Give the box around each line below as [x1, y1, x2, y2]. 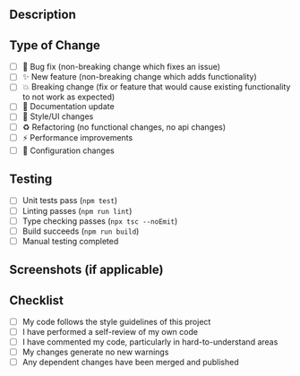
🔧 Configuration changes [21, 145, 115, 156]
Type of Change [9, 38, 100, 53]
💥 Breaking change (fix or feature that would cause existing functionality [21, 81, 291, 92]
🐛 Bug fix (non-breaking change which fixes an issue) [21, 62, 221, 73]
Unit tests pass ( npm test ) [21, 195, 118, 206]
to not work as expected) [21, 91, 116, 102]
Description [9, 7, 76, 22]
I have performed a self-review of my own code [21, 327, 199, 338]
